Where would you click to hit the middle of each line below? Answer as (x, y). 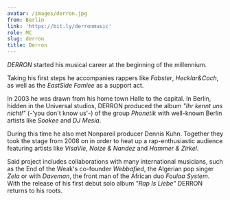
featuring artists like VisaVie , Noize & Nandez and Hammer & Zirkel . (103, 148)
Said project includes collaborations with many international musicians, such (115, 161)
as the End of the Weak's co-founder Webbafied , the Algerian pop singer (111, 169)
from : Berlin (26, 20)
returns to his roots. (35, 190)
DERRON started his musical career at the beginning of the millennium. (107, 65)
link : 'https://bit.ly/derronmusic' (59, 26)
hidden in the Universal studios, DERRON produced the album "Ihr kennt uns (115, 106)
